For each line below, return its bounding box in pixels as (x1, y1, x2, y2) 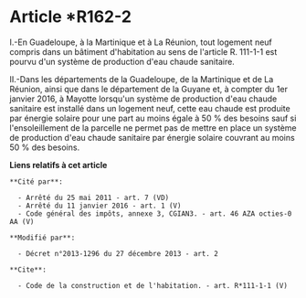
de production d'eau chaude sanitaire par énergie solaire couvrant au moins (9, 132, 295, 143)
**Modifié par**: (9, 233, 76, 242)
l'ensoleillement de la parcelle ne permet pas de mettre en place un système (9, 122, 297, 133)
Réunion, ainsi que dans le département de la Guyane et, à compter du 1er (9, 83, 288, 94)
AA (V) (9, 217, 35, 226)
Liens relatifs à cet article (9, 159, 108, 170)
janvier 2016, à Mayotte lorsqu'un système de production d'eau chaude (9, 93, 278, 104)
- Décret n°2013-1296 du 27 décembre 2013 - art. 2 (17, 249, 219, 258)
